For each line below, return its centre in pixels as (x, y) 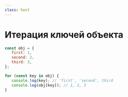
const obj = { (20, 48)
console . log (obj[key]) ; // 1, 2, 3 (49, 85)
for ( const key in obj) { (32, 76)
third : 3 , (22, 62)
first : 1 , (22, 53)
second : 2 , (23, 58)
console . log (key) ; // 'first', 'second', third (62, 80)
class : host (17, 10)
